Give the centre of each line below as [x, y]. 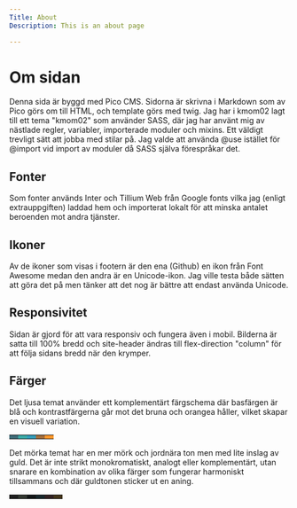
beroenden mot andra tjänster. [65, 217]
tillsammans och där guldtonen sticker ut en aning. [102, 481]
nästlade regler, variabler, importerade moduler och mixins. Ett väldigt [136, 130]
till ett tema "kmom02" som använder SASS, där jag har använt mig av [137, 121]
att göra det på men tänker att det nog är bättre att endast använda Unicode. [149, 285]
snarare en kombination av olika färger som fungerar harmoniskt [127, 472]
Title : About [33, 17]
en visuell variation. [45, 421]
